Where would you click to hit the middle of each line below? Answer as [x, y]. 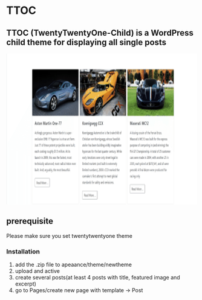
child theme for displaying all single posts [86, 42]
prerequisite [30, 221]
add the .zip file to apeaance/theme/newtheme [73, 265]
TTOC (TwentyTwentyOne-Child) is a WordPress [100, 33]
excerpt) [25, 284]
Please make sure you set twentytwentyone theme [70, 235]
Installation [23, 251]
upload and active [37, 271]
